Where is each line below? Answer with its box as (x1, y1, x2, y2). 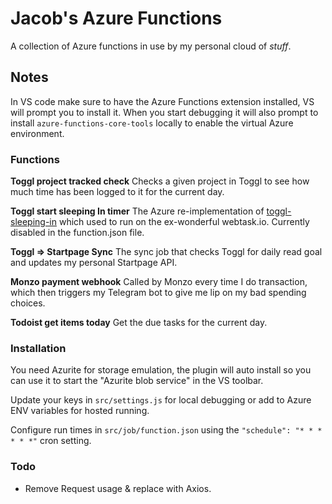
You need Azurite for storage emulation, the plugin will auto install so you (10, 364, 312, 376)
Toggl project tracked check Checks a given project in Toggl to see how (10, 175, 310, 187)
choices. (10, 297, 46, 309)
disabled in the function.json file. (10, 227, 145, 239)
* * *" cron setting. (10, 435, 92, 447)
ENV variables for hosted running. (10, 405, 150, 417)
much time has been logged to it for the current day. (10, 186, 225, 198)
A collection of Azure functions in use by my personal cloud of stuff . (10, 40, 292, 52)
